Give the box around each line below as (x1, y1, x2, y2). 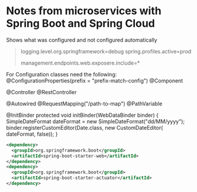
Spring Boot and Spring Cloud (6, 17, 155, 30)
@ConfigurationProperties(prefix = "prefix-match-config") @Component (6, 77, 183, 84)
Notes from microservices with (6, 4, 162, 18)
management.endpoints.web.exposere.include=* (20, 59, 140, 66)
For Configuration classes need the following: (6, 71, 117, 78)
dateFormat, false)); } (6, 130, 58, 137)
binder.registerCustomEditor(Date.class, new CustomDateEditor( (6, 124, 163, 131)
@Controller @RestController (6, 88, 77, 95)
